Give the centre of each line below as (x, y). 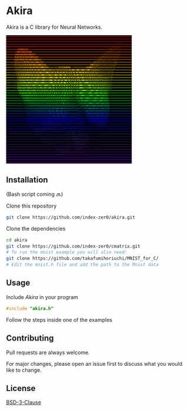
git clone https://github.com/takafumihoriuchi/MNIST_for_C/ (83, 259)
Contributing (30, 338)
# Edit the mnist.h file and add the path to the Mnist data (83, 265)
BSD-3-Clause (23, 402)
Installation (27, 180)
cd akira (17, 240)
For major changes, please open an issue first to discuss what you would (94, 364)
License (21, 388)
